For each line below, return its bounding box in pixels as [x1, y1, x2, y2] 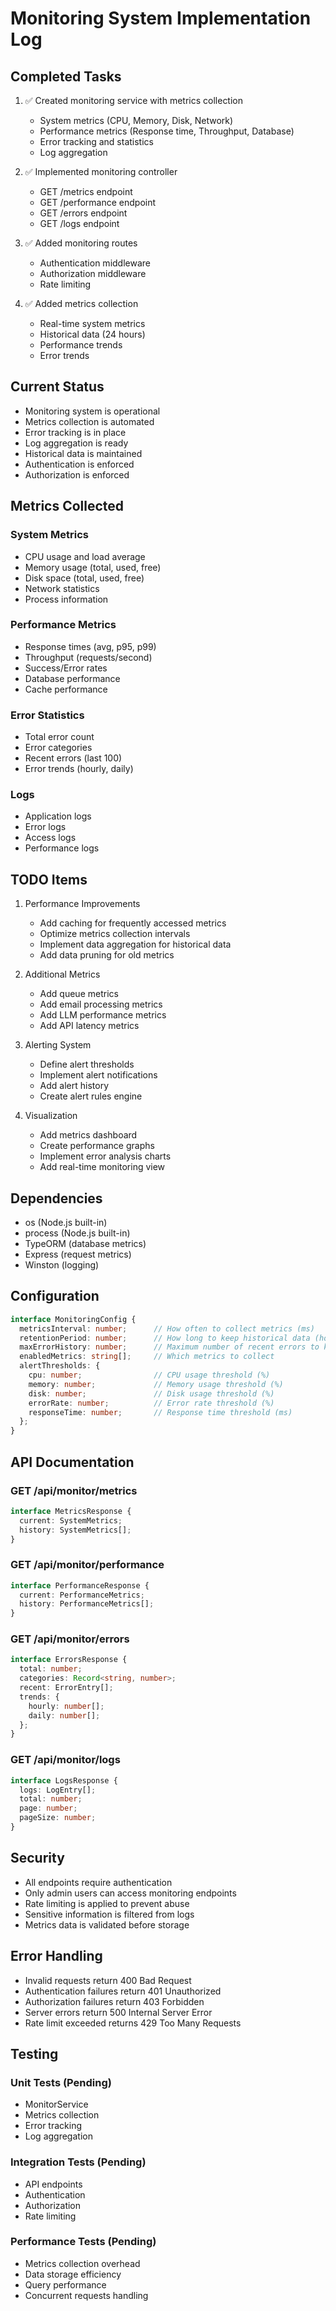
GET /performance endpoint [39, 197, 157, 208]
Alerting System [24, 1039, 92, 1051]
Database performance [24, 672, 121, 684]
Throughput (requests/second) [24, 651, 153, 663]
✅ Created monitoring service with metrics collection [24, 95, 244, 106]
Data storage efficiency [24, 2268, 122, 2280]
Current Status [10, 378, 105, 396]
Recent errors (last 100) [24, 752, 123, 764]
